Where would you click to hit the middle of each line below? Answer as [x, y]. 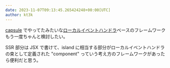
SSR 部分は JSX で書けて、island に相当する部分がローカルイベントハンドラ [85, 47]
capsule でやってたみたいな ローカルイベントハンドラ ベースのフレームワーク [86, 30]
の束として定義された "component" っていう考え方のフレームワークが [79, 54]
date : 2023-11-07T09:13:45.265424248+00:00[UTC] [58, 10]
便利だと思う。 [25, 60]
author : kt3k [19, 15]
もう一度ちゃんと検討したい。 [37, 36]
